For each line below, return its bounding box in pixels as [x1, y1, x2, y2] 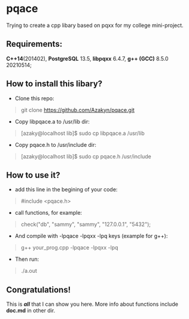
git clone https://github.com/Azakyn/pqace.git [20, 106, 135, 113]
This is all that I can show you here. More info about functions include [6, 300, 178, 308]
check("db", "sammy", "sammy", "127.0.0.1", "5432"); [20, 221, 151, 228]
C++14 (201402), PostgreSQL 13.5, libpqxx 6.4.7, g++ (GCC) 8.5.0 [6, 55, 169, 62]
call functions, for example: [14, 209, 83, 216]
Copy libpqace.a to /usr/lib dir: [14, 118, 90, 125]
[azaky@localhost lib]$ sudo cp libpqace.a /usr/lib [20, 130, 145, 137]
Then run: [14, 255, 39, 263]
